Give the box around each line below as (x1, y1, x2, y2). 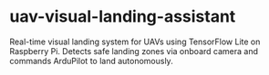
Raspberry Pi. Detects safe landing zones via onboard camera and (9, 45, 258, 56)
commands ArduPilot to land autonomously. (9, 55, 173, 66)
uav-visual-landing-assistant (9, 6, 236, 27)
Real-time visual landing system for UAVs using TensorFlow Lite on (9, 36, 261, 47)
